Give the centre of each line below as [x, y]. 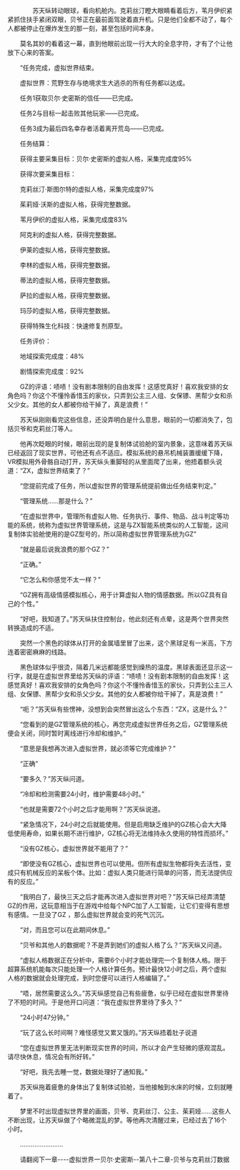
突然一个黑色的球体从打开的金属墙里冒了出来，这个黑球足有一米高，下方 [126, 643]
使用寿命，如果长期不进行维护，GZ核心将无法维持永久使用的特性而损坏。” [121, 833]
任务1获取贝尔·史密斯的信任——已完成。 [78, 98]
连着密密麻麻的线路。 [39, 652]
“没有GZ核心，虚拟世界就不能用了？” [74, 848]
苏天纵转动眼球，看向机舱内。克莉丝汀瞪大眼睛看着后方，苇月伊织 [129, 10]
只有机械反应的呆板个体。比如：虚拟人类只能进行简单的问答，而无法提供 [120, 873]
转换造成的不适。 [32, 628]
